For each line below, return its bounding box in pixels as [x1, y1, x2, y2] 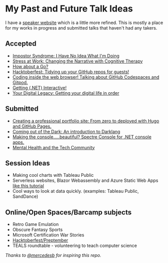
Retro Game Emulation [12, 221, 59, 227]
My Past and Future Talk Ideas [5, 3, 133, 15]
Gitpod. [12, 79, 28, 85]
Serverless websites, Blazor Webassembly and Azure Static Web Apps [12, 177, 158, 183]
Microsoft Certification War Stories [12, 232, 84, 238]
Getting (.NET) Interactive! [12, 85, 67, 91]
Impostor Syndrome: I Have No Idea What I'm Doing [12, 53, 119, 59]
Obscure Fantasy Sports [12, 226, 63, 233]
